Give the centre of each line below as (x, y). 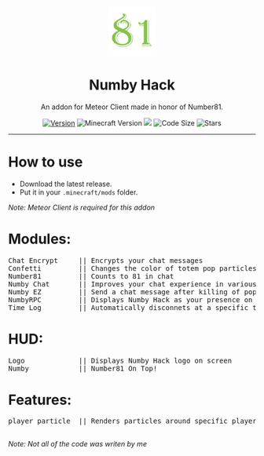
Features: (40, 400)
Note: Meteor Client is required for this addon (82, 207)
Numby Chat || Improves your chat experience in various (132, 284)
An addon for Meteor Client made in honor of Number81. (132, 107)
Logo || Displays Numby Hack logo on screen (120, 360)
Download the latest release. (66, 184)
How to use (46, 162)
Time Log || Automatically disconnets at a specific (128, 307)
